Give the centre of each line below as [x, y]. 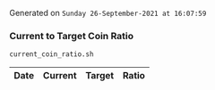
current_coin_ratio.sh [52, 54]
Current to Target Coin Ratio [72, 36]
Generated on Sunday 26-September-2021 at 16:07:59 [108, 13]
